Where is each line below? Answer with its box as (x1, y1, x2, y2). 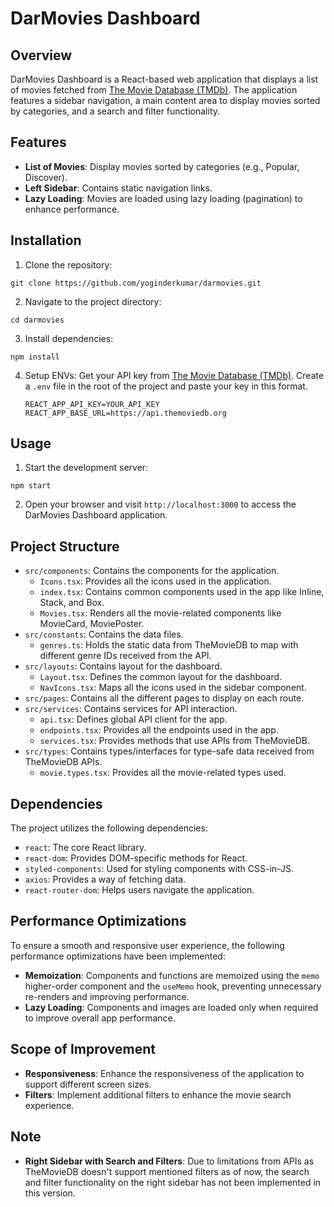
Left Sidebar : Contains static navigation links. (24, 182, 213, 194)
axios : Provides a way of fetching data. (24, 873, 187, 886)
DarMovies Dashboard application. (24, 509, 168, 521)
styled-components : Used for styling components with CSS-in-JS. (24, 863, 294, 875)
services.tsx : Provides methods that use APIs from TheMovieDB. (39, 735, 310, 747)
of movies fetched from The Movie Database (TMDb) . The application (10, 84, 298, 96)
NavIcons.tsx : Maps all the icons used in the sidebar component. (39, 682, 307, 694)
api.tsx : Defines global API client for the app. (39, 713, 228, 726)
